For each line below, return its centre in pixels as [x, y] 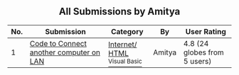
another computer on [65, 52]
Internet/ [122, 44]
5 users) [198, 61]
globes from [204, 52]
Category [127, 31]
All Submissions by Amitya [119, 12]
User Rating [206, 31]
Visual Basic [125, 61]
